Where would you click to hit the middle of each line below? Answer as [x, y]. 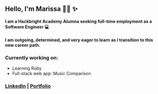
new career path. [23, 45]
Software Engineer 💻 [27, 27]
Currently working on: [32, 57]
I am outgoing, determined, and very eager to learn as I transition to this [79, 40]
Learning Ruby [27, 68]
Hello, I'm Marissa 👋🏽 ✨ [41, 9]
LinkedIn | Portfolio [28, 86]
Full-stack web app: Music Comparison [51, 73]
